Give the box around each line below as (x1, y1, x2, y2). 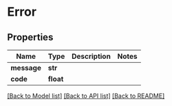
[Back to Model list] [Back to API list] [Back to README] (7, 92, 165, 100)
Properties (7, 31, 54, 43)
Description (71, 52, 111, 61)
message (10, 63, 41, 72)
